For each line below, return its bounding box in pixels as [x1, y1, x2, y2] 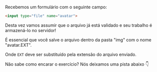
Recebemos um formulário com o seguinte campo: [5, 4, 107, 10]
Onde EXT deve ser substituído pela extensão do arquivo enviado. [5, 51, 137, 57]
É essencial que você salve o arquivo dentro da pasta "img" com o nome [5, 36, 152, 43]
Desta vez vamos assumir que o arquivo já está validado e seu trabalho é [5, 22, 153, 28]
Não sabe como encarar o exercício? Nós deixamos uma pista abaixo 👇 [5, 61, 149, 67]
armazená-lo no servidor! [5, 27, 56, 33]
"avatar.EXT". [5, 42, 32, 48]
